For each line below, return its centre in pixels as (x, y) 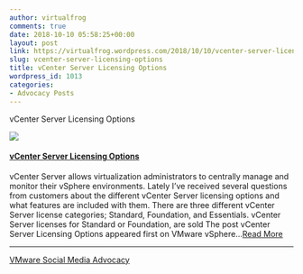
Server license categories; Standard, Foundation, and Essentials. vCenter (145, 215)
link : (19, 51)
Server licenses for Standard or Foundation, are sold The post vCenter (140, 224)
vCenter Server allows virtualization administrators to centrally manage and (149, 176)
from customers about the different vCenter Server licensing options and (144, 196)
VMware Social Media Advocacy (70, 260)
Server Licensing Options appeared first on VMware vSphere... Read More (147, 233)
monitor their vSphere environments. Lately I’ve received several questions (148, 186)
